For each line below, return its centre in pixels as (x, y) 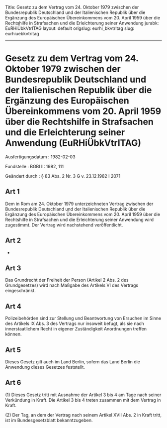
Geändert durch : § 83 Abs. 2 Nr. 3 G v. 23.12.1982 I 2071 (63, 176)
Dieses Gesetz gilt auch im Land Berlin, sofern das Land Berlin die (73, 362)
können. (13, 334)
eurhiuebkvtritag (22, 34)
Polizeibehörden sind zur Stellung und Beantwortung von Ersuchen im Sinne (83, 319)
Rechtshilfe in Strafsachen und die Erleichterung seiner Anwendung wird (80, 219)
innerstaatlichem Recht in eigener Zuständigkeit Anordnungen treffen (76, 329)
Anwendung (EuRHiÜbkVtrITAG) (73, 143)
